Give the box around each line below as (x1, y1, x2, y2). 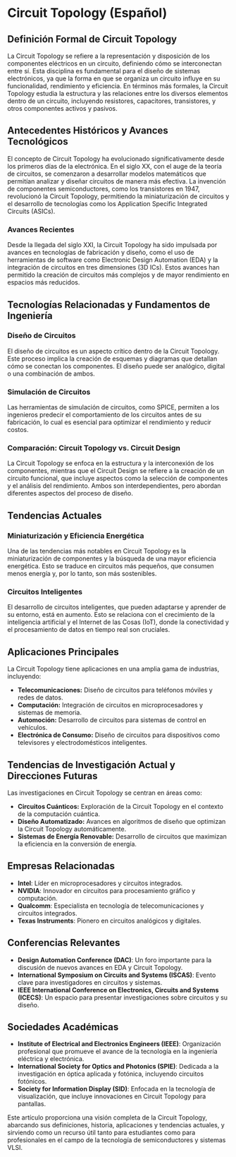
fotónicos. (17, 1077, 47, 1086)
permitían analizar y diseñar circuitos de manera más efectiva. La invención (7, 176, 227, 185)
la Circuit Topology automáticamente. (17, 825, 127, 833)
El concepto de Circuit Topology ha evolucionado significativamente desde (7, 154, 225, 163)
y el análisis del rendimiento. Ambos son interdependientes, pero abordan (7, 481, 221, 490)
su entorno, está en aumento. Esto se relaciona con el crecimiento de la (7, 611, 215, 619)
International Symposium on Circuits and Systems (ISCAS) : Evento (17, 971, 216, 979)
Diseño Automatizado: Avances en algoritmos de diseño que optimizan (17, 817, 226, 825)
